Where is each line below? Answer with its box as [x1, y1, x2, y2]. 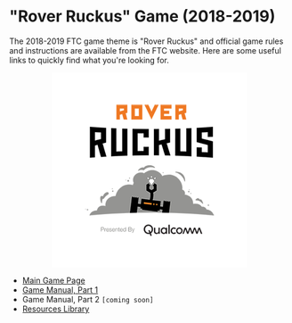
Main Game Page [21, 275, 86, 286]
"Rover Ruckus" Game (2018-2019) [9, 6, 276, 27]
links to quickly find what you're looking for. [9, 54, 169, 65]
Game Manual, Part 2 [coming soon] [21, 294, 154, 304]
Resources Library [21, 303, 90, 314]
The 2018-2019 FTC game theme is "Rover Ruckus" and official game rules [9, 36, 284, 46]
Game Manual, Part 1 [21, 284, 99, 295]
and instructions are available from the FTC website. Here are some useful [9, 45, 282, 55]
